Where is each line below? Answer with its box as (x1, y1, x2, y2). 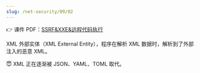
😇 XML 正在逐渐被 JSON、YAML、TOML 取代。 (6, 60, 125, 67)
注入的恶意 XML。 (6, 47, 51, 55)
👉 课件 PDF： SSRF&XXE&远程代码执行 (6, 26, 103, 33)
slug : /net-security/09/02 (6, 8, 73, 15)
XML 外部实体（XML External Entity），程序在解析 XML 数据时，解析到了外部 (6, 40, 194, 47)
